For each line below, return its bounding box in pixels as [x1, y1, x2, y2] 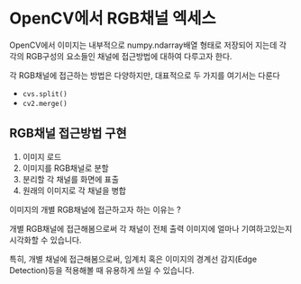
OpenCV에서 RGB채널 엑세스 [9, 8, 216, 29]
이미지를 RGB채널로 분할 [22, 163, 110, 173]
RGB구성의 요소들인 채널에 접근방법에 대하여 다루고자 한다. [25, 50, 233, 61]
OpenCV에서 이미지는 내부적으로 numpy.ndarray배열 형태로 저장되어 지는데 [9, 40, 278, 50]
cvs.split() [22, 89, 68, 99]
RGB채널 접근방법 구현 [9, 126, 127, 141]
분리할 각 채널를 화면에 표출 [22, 173, 120, 184]
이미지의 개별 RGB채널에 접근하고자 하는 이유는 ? [9, 204, 182, 215]
